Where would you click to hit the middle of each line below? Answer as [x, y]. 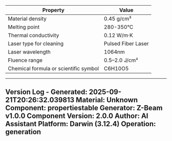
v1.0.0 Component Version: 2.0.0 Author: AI [77, 116]
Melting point [24, 27]
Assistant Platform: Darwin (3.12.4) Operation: [81, 124]
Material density [27, 19]
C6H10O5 [116, 68]
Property [53, 10]
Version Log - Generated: [47, 92]
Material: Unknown [107, 100]
